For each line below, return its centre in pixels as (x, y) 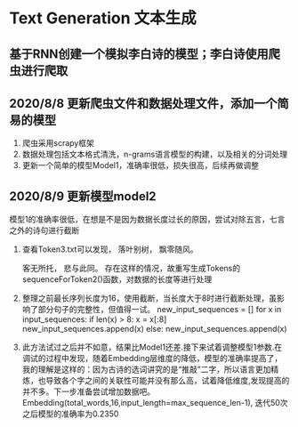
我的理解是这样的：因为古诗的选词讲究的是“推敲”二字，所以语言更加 (146, 369)
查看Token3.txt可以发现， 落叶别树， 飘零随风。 (110, 249)
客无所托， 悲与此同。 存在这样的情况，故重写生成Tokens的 (131, 269)
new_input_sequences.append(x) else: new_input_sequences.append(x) (154, 329)
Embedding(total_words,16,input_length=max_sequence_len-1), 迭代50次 (155, 403)
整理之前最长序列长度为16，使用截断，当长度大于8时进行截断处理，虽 (149, 298)
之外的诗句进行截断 (44, 230)
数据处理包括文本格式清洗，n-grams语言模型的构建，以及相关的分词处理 (154, 154)
